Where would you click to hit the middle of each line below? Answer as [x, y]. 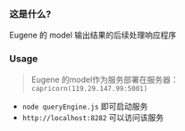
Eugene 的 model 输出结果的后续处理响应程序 [93, 35]
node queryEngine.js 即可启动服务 [85, 106]
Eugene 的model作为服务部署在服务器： [105, 79]
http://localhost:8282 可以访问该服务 [93, 117]
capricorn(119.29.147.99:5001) [89, 88]
